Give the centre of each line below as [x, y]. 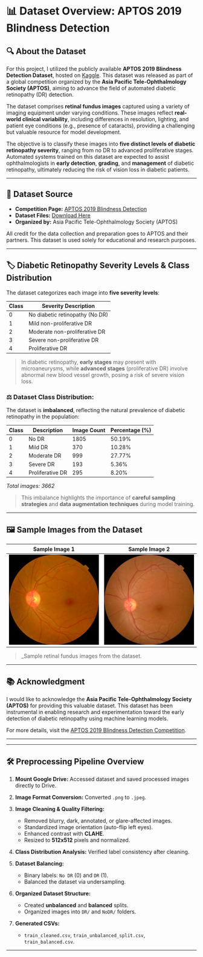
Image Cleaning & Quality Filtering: [60, 809]
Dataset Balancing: [40, 864]
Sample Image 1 [54, 549]
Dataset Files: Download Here [53, 215]
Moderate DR [45, 456]
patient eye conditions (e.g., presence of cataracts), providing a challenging [101, 125]
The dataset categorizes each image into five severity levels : [83, 292]
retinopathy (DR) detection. [40, 95]
